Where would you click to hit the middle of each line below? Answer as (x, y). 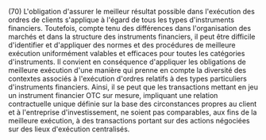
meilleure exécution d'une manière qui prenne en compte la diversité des (127, 70)
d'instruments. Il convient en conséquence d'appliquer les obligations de (127, 62)
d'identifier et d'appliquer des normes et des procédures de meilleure (122, 45)
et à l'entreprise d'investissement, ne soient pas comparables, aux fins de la (133, 112)
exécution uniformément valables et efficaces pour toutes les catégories (127, 53)
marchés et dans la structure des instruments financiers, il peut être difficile (132, 36)
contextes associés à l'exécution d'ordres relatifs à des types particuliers (128, 79)
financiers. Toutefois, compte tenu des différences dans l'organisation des (130, 28)
